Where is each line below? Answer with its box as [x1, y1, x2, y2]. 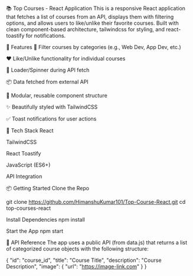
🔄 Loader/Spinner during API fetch [6, 67, 90, 73]
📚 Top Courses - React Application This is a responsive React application [6, 5, 186, 12]
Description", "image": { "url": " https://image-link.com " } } [6, 263, 147, 270]
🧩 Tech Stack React [6, 127, 54, 134]
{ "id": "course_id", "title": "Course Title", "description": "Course [6, 256, 162, 264]
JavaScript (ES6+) [6, 161, 51, 168]
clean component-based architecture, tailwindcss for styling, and [6, 26, 165, 33]
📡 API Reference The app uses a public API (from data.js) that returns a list [6, 239, 188, 246]
